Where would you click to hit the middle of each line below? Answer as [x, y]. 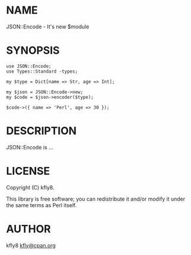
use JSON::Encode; [29, 66]
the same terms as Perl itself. [41, 205]
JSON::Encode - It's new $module [48, 27]
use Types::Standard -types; [42, 71]
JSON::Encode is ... [30, 147]
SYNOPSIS [33, 50]
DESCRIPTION [41, 131]
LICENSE [28, 171]
